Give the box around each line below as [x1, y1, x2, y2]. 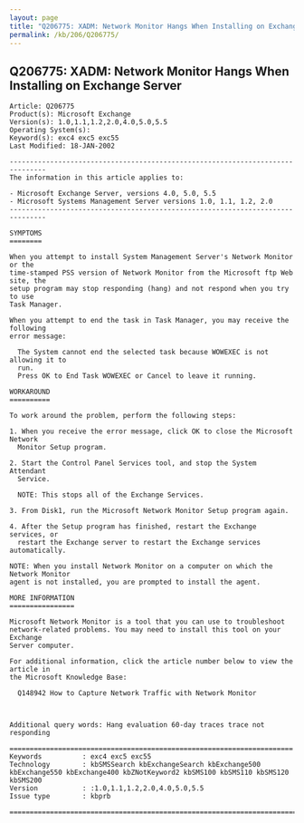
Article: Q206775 [9, 102, 75, 111]
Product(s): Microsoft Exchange [9, 110, 131, 119]
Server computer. [9, 641, 75, 651]
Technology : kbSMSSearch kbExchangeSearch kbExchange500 [9, 760, 261, 770]
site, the [9, 276, 47, 286]
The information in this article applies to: [9, 173, 184, 182]
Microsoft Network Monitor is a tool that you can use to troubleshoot [9, 617, 285, 626]
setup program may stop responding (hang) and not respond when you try [9, 285, 290, 294]
